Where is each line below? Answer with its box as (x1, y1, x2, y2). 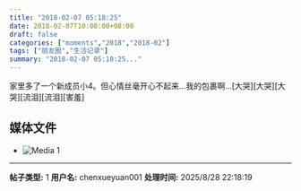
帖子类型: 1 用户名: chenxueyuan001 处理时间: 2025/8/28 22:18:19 (9, 171, 253, 182)
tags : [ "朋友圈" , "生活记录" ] (9, 47, 109, 56)
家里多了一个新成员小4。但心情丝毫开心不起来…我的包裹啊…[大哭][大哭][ (9, 81, 278, 91)
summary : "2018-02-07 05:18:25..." (9, 55, 142, 64)
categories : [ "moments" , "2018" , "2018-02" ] (9, 38, 170, 48)
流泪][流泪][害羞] (22, 91, 85, 102)
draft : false (9, 30, 58, 39)
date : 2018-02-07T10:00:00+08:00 (9, 22, 134, 30)
